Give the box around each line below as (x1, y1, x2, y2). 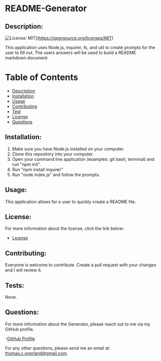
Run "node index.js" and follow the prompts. (12, 172, 100, 177)
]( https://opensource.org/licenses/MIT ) (35, 35, 114, 41)
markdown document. (5, 55, 49, 61)
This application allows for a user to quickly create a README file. (5, 199, 136, 205)
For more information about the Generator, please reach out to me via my (5, 321, 151, 327)
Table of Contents (5, 72, 78, 83)
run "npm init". (12, 161, 41, 167)
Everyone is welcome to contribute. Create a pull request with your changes (5, 262, 156, 268)
